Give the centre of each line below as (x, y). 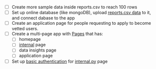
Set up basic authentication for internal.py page (60, 61)
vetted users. (25, 29)
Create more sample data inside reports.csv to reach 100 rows (74, 7)
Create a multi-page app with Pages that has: (57, 34)
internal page (32, 45)
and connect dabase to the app (43, 18)
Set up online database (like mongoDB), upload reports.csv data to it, (81, 13)
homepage (30, 39)
